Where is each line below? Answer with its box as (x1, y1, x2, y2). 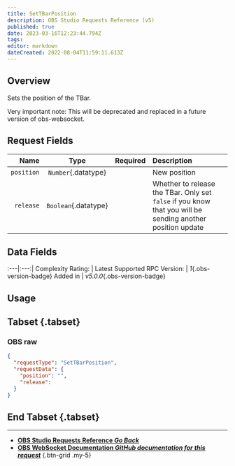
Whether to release (152, 179, 215, 189)
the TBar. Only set (152, 187, 212, 197)
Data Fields (7, 246, 57, 258)
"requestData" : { (13, 366, 64, 373)
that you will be (152, 205, 203, 214)
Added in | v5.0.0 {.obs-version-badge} (53, 272, 166, 280)
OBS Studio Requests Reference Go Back (17, 436, 140, 444)
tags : (7, 36, 23, 43)
